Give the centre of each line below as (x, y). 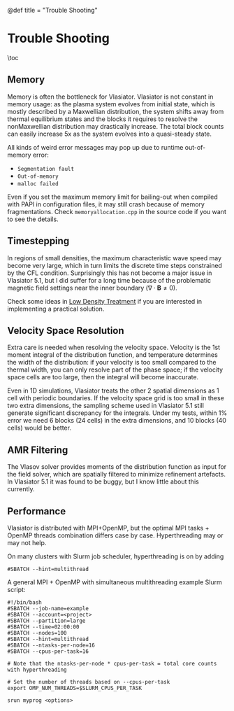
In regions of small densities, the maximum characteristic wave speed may (115, 258)
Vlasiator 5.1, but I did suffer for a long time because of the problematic (109, 280)
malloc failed (38, 184)
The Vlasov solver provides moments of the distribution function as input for (117, 467)
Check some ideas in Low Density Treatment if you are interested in (105, 301)
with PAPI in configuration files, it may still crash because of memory (106, 204)
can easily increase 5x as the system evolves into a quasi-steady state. (109, 134)
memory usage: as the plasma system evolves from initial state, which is (111, 104)
